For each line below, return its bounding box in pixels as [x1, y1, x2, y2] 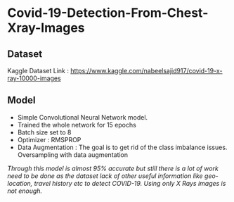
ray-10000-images [7, 74, 61, 82]
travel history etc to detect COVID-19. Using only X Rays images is [34, 179, 226, 187]
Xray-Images [7, 20, 86, 36]
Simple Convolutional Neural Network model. [17, 113, 148, 121]
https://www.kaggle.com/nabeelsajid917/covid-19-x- [70, 67, 223, 75]
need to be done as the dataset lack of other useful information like [7, 171, 203, 180]
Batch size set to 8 [17, 128, 72, 137]
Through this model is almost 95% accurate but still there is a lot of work [7, 164, 219, 172]
